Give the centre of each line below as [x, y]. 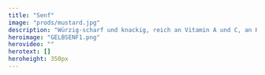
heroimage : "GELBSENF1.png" [54, 37]
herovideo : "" [32, 45]
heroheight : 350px [38, 59]
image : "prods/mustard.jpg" [54, 23]
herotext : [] [30, 52]
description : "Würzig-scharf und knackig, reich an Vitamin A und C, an [130, 30]
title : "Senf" [32, 15]
